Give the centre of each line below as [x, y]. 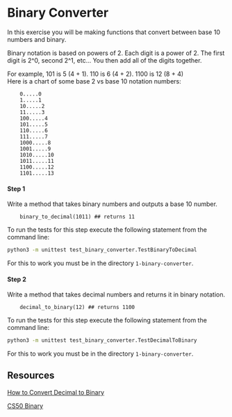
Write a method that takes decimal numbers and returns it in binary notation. [116, 294]
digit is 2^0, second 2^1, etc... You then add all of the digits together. [105, 60]
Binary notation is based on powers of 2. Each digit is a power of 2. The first [116, 53]
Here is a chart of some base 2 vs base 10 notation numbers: [94, 81]
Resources [31, 376]
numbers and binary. [37, 39]
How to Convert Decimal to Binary [56, 392]
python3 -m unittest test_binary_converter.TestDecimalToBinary [102, 340]
